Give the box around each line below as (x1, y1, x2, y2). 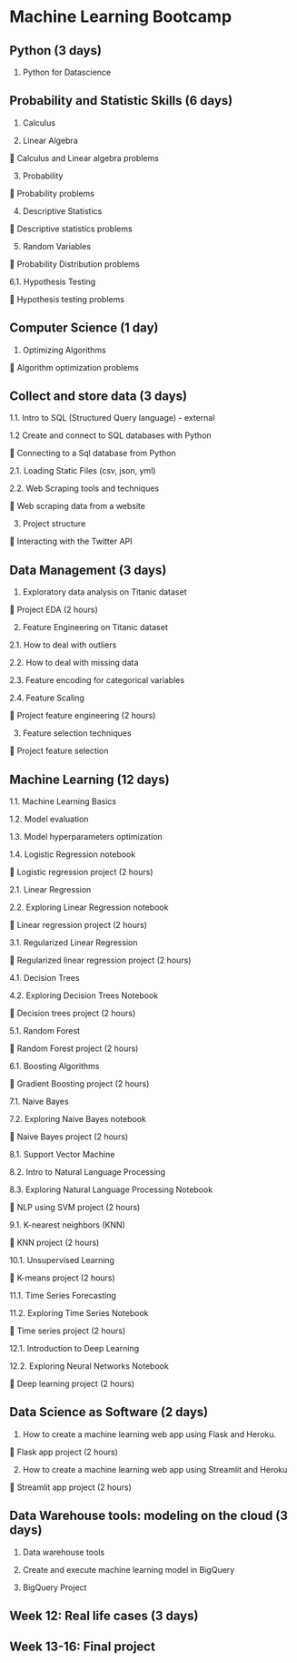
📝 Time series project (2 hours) (9, 1325, 126, 1336)
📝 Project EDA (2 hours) (9, 604, 98, 616)
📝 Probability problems (9, 188, 95, 199)
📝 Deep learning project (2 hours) (9, 1378, 134, 1390)
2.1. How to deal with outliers (9, 639, 117, 650)
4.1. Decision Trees (9, 973, 80, 984)
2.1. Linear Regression (9, 884, 92, 895)
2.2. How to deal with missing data (9, 658, 139, 668)
